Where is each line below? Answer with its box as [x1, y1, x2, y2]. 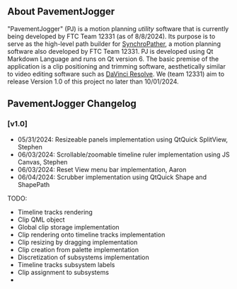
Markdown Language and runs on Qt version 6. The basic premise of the [7, 55, 219, 63]
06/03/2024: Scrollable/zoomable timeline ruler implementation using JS [17, 150, 230, 159]
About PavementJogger [7, 6, 115, 18]
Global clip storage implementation [17, 222, 120, 231]
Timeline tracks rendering [17, 208, 93, 216]
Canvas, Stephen [17, 157, 68, 166]
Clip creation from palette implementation [17, 245, 139, 254]
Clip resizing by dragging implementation [17, 237, 138, 246]
